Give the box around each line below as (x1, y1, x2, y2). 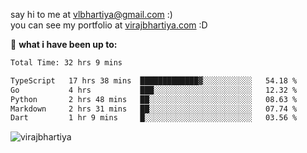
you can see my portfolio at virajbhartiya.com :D (10, 19, 208, 31)
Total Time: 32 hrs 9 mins (10, 58, 123, 68)
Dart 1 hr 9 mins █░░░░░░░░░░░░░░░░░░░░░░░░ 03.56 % (10, 113, 298, 123)
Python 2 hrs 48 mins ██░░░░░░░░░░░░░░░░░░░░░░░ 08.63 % (10, 94, 298, 104)
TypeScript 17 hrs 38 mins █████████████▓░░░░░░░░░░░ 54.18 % (10, 75, 298, 86)
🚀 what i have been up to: (10, 39, 118, 50)
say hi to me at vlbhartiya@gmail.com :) (10, 9, 173, 20)
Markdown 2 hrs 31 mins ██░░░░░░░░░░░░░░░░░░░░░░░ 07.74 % (10, 104, 298, 114)
